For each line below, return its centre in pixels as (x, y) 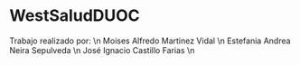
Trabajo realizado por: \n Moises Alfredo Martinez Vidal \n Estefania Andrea (150, 41)
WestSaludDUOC (75, 16)
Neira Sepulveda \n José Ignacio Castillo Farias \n (102, 50)
